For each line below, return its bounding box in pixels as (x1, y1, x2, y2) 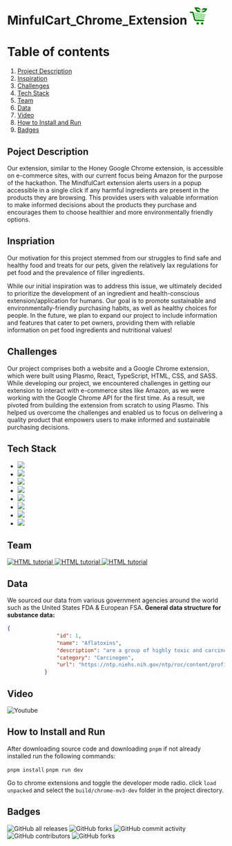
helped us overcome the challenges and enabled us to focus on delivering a (7, 408, 223, 416)
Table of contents (7, 44, 110, 60)
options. (7, 215, 31, 224)
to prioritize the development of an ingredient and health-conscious (7, 289, 200, 297)
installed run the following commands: (7, 751, 116, 760)
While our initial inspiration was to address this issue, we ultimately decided (7, 282, 222, 290)
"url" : (56, 662, 76, 669)
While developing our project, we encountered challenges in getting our (7, 378, 211, 387)
